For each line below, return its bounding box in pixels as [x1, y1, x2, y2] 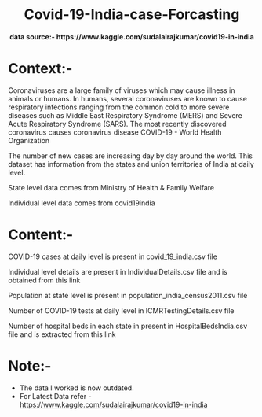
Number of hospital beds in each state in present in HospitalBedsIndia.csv [8, 321, 248, 330]
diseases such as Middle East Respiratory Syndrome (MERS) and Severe [8, 110, 243, 120]
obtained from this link [8, 275, 81, 285]
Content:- [8, 226, 74, 243]
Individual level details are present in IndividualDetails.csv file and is [8, 267, 227, 276]
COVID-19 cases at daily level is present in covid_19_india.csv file [8, 252, 218, 261]
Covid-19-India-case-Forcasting [24, 6, 240, 24]
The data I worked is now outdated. [19, 383, 135, 393]
